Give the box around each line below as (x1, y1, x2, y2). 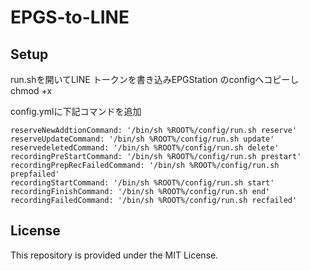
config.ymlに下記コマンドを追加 (10, 106, 142, 117)
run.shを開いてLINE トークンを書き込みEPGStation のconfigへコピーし (10, 74, 300, 85)
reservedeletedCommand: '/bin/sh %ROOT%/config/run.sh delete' (10, 143, 280, 153)
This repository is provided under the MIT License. (10, 249, 219, 261)
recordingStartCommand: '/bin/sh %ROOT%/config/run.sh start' (10, 178, 275, 188)
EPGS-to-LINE (10, 6, 130, 29)
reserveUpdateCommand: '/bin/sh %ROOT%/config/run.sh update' (10, 134, 275, 144)
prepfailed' (10, 169, 60, 179)
